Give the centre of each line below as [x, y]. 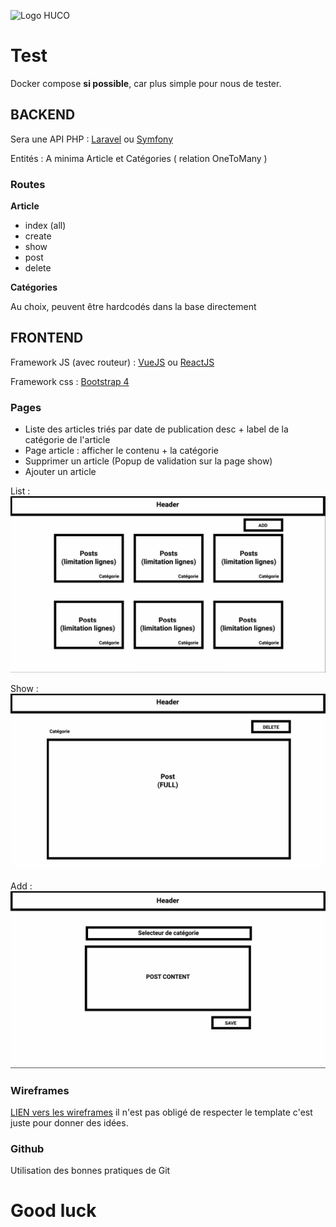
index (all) [45, 226]
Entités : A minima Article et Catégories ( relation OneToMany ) [139, 158]
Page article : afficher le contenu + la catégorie [121, 451]
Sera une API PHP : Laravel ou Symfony [91, 139]
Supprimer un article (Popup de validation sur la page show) [148, 461]
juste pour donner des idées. [69, 1123]
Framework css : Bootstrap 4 [70, 381]
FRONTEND [47, 338]
